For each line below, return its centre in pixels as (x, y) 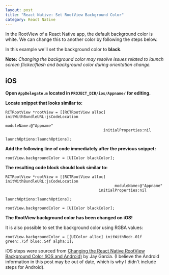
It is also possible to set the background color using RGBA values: (74, 227)
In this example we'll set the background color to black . (63, 50)
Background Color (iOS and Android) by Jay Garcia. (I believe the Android (82, 257)
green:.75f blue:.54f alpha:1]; (39, 242)
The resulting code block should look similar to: (57, 168)
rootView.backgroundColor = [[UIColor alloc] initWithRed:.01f (74, 237)
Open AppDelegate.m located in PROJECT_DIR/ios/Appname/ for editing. (78, 93)
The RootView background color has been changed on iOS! (69, 218)
